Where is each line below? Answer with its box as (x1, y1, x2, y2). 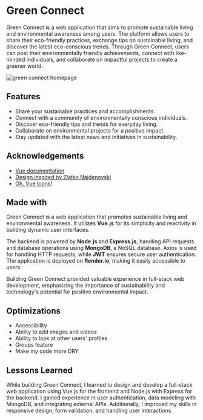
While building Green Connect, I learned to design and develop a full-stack (6, 381, 193, 388)
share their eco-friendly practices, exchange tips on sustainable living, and (6, 36, 193, 44)
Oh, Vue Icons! (15, 180, 53, 187)
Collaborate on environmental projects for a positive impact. (15, 126, 165, 134)
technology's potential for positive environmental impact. (6, 288, 148, 295)
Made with (6, 197, 47, 208)
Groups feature (15, 341, 53, 349)
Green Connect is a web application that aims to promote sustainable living (6, 24, 193, 31)
